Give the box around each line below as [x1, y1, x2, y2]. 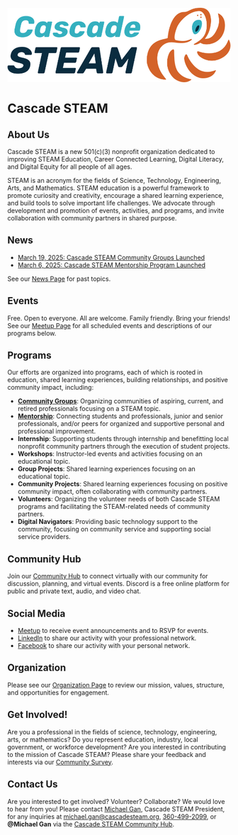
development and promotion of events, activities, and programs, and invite [7, 206, 225, 215]
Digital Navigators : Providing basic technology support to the [17, 517, 198, 526]
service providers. [17, 532, 71, 541]
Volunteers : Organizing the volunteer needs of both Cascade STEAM [17, 495, 220, 503]
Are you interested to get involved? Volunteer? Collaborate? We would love [7, 797, 225, 805]
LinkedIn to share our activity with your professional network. [17, 634, 197, 642]
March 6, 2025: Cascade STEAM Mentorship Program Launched [17, 260, 206, 269]
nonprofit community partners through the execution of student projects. [17, 442, 230, 451]
